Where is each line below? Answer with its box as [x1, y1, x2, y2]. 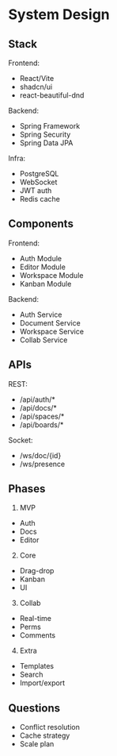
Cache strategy [19, 731, 70, 740]
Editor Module [19, 262, 66, 272]
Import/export [19, 678, 66, 688]
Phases [8, 482, 46, 496]
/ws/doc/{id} [19, 450, 62, 460]
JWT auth [19, 186, 52, 195]
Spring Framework [19, 121, 81, 130]
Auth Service [19, 310, 62, 319]
